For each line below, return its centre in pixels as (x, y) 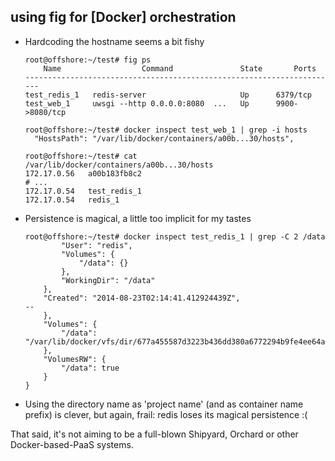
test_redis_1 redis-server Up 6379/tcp (168, 95)
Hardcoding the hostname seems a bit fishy (114, 41)
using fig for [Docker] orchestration (123, 17)
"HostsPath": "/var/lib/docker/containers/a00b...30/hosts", (164, 138)
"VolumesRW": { (75, 359)
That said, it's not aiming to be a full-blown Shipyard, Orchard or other (154, 434)
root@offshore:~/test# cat (81, 156)
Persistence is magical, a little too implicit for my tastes (138, 218)
